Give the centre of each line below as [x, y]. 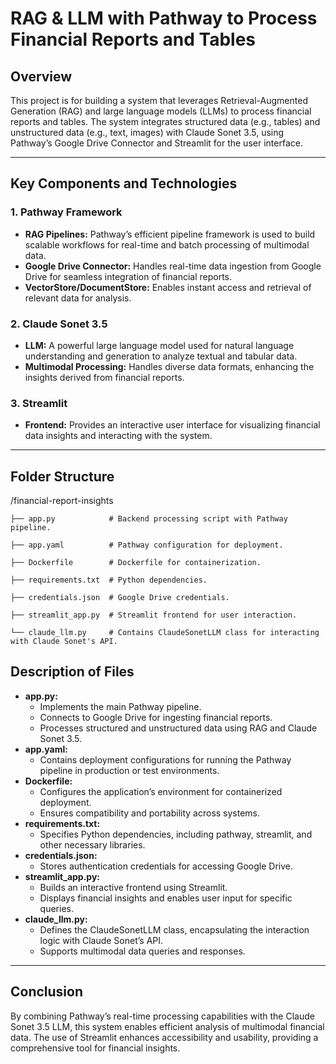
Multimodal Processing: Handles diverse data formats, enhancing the [169, 366]
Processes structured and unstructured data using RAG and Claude [178, 728]
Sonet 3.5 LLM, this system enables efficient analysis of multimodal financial [167, 1026]
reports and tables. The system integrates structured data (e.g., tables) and [165, 121]
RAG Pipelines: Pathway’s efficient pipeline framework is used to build [170, 234]
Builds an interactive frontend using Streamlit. [133, 887]
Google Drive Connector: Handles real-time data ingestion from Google [173, 266]
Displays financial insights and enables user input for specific [166, 898]
